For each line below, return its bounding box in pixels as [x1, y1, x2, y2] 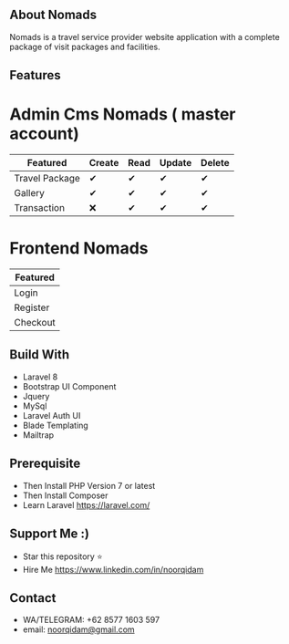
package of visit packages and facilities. [9, 41, 161, 52]
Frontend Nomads [9, 238, 149, 259]
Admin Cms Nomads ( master [9, 104, 236, 125]
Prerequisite [9, 456, 81, 472]
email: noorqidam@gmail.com [22, 624, 135, 635]
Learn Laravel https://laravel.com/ [22, 499, 150, 510]
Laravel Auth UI [22, 410, 81, 421]
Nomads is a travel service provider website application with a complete [9, 31, 280, 42]
